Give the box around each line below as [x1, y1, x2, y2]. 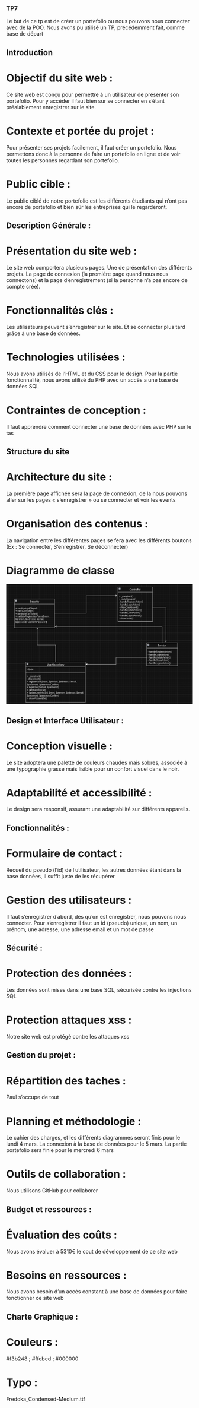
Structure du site [6, 447, 70, 457]
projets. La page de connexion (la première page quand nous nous [6, 270, 169, 277]
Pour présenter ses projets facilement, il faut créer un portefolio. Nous [6, 144, 177, 151]
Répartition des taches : [6, 1074, 126, 1087]
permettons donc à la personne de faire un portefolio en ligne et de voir [6, 150, 181, 157]
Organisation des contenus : [6, 517, 149, 531]
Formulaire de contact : [6, 847, 123, 860]
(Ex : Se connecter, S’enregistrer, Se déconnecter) [6, 543, 129, 550]
